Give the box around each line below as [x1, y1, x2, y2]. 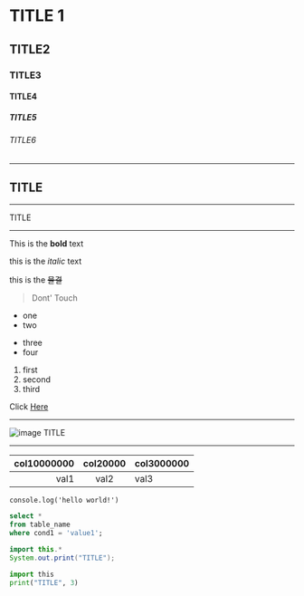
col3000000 [134, 457, 190, 470]
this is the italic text [9, 255, 82, 267]
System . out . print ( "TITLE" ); [9, 553, 116, 562]
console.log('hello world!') [9, 495, 119, 505]
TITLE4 [9, 91, 38, 102]
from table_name [9, 520, 71, 530]
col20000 [82, 457, 127, 470]
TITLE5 [9, 111, 37, 122]
